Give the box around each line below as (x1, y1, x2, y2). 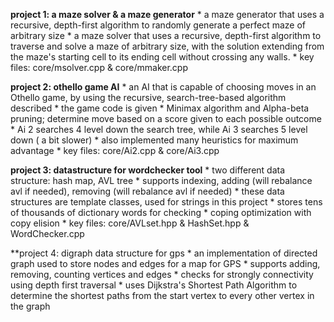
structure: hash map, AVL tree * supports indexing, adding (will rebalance (10, 175, 313, 186)
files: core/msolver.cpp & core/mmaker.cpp (10, 62, 188, 73)
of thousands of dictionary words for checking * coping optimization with (10, 207, 312, 218)
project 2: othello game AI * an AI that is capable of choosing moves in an (10, 81, 317, 93)
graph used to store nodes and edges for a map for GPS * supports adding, (10, 258, 321, 269)
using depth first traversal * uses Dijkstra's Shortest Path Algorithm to (10, 279, 298, 291)
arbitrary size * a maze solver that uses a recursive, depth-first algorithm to (10, 30, 322, 41)
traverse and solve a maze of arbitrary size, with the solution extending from (10, 40, 325, 52)
